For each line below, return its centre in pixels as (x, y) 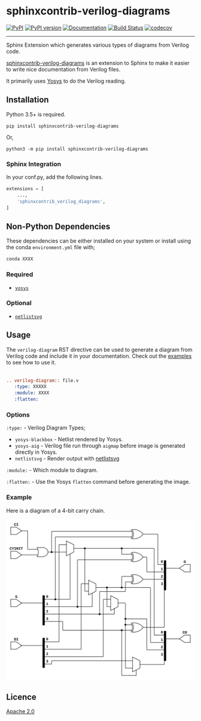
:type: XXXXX (30, 387)
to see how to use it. (31, 362)
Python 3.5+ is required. (36, 114)
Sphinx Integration (34, 164)
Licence (22, 697)
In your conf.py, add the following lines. (55, 177)
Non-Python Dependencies (58, 226)
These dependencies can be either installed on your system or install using (99, 241)
